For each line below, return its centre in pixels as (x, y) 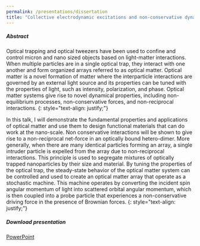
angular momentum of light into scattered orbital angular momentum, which (99, 189)
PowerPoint (20, 237)
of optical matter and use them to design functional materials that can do (96, 126)
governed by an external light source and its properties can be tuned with (96, 83)
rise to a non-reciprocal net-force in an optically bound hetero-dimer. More (98, 139)
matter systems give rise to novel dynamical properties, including (86, 95)
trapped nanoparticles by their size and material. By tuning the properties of (99, 164)
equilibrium (20, 102)
